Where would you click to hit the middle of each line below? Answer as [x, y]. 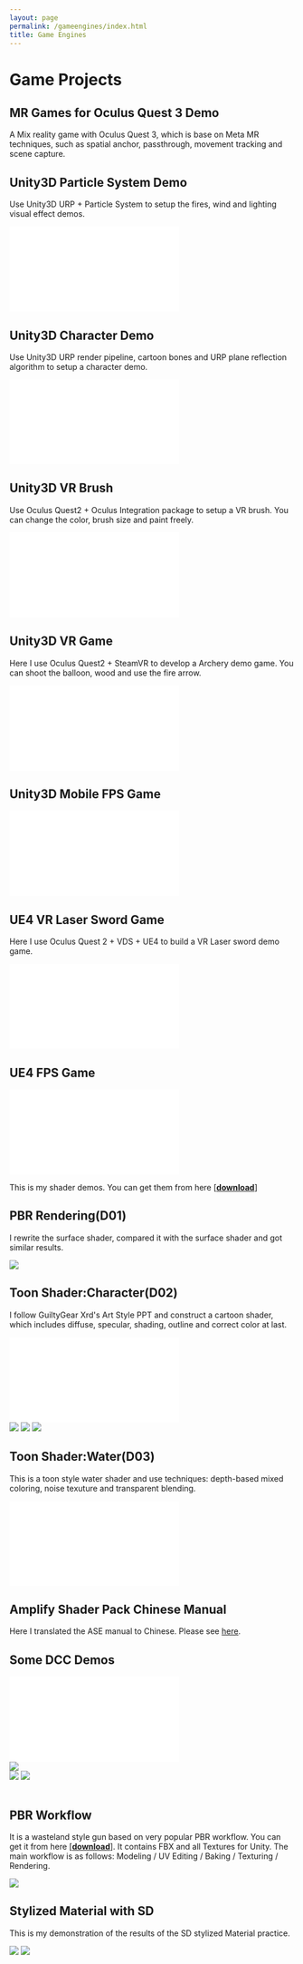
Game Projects [66, 79]
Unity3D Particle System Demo [99, 182]
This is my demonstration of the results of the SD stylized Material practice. [150, 1933]
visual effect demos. [47, 214]
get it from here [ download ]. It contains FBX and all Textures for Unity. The [149, 1846]
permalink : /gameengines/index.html [78, 26]
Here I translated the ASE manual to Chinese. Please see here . [125, 1631]
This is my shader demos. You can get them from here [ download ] [133, 1188]
